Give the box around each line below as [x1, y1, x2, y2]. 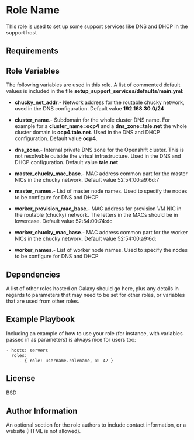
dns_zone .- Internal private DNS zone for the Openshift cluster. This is [14, 147, 184, 154]
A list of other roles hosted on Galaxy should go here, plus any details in [6, 285, 179, 292]
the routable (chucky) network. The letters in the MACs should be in [14, 212, 178, 219]
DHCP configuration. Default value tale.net [14, 159, 119, 166]
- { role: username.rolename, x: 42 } [19, 358, 114, 363]
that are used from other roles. [6, 297, 80, 304]
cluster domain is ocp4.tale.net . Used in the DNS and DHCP [14, 129, 160, 136]
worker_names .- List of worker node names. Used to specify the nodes [14, 247, 188, 254]
